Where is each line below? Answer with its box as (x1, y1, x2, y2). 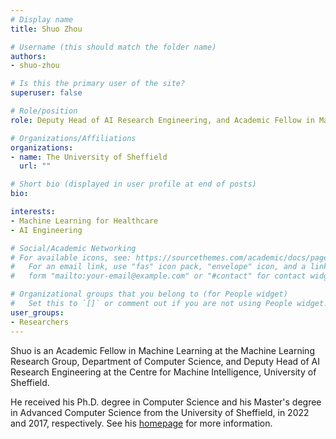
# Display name (10, 14, 74, 25)
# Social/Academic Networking (10, 243, 137, 253)
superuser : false (10, 88, 83, 98)
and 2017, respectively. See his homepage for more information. (10, 417, 273, 429)
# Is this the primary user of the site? (10, 79, 186, 89)
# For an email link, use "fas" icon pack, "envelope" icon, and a (10, 262, 307, 272)
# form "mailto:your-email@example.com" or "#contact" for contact (10, 271, 307, 281)
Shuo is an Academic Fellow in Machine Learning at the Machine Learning (10, 344, 315, 356)
